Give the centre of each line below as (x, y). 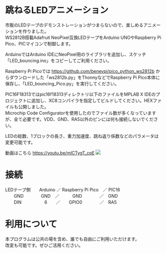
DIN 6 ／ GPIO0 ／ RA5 (65, 202)
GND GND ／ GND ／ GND (66, 196)
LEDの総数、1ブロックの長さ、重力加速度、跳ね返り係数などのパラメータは (82, 136)
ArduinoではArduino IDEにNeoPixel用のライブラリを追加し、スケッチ (76, 54)
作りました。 (35, 31)
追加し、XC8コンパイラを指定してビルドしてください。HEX (92, 100)
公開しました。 (33, 107)
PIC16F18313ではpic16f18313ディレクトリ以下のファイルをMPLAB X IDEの (81, 94)
